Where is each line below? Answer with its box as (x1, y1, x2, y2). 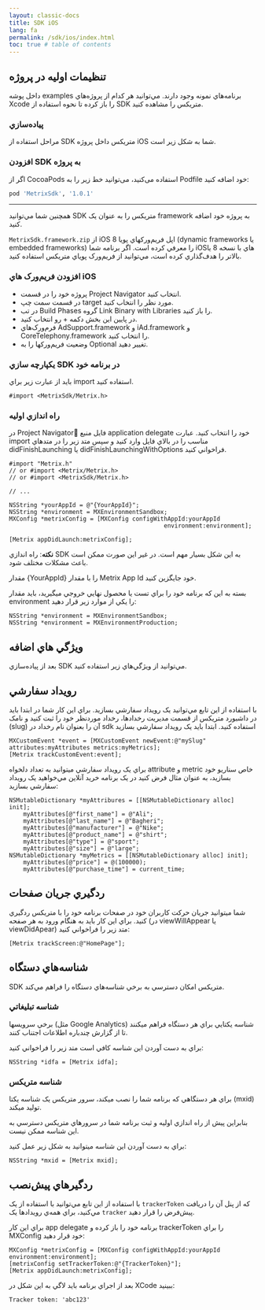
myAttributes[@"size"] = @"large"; (23, 844, 140, 853)
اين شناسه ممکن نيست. (9, 1127, 79, 1136)
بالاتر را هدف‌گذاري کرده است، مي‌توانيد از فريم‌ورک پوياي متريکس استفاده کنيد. (9, 251, 242, 261)
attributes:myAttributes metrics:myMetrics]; (9, 743, 160, 752)
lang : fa (9, 26, 38, 34)
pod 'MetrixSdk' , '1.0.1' (9, 190, 94, 198)
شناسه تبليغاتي (9, 1001, 59, 1012)
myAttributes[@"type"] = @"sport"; (23, 838, 140, 846)
